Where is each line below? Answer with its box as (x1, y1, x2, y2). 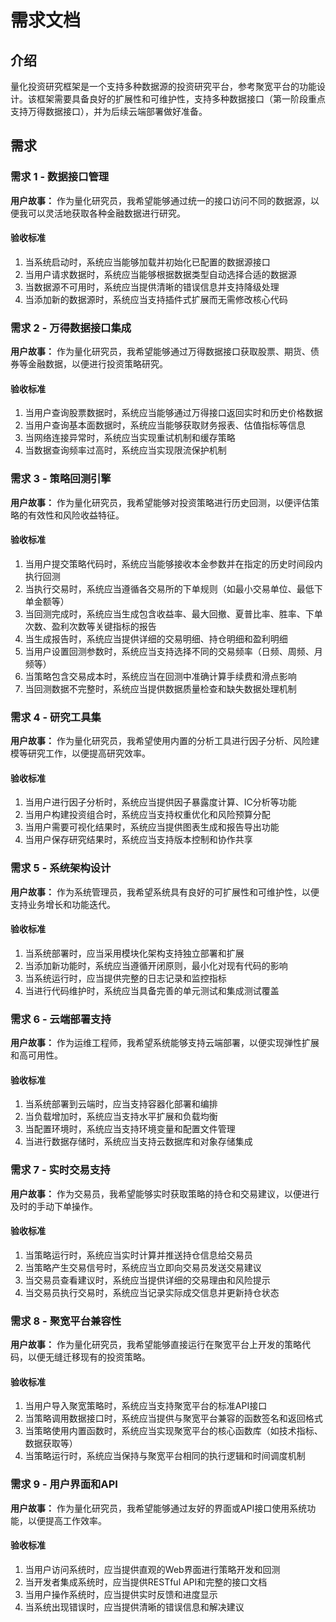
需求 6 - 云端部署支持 (10, 1012, 112, 1026)
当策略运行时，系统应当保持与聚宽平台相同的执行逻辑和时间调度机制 (24, 1450, 306, 1462)
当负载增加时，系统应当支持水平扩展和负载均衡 (24, 1111, 218, 1123)
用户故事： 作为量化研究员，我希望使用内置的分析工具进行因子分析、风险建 (10, 735, 320, 747)
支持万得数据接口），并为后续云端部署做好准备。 (10, 106, 208, 117)
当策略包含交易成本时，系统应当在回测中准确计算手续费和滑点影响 (24, 670, 297, 682)
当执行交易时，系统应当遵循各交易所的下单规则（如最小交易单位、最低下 (24, 582, 323, 595)
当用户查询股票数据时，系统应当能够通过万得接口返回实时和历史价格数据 (24, 407, 323, 419)
